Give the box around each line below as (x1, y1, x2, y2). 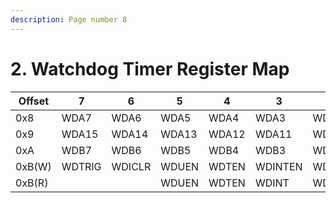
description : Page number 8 (10, 14, 128, 25)
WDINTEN (254, 159, 303, 173)
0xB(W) (15, 159, 52, 173)
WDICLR (111, 159, 152, 173)
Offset (18, 94, 50, 108)
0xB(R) (15, 176, 49, 190)
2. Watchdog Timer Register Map (10, 57, 290, 80)
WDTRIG (61, 159, 102, 173)
